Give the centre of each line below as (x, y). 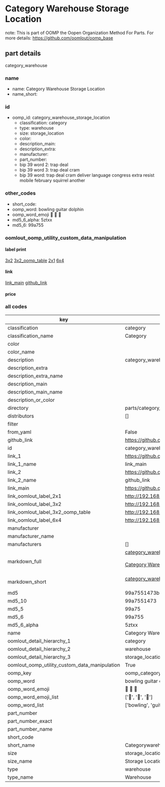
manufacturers (25, 544)
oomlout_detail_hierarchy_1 (39, 641)
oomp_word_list (26, 705)
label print (16, 250)
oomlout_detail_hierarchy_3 (39, 657)
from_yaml (20, 432)
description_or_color (31, 400)
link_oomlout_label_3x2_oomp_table (49, 512)
